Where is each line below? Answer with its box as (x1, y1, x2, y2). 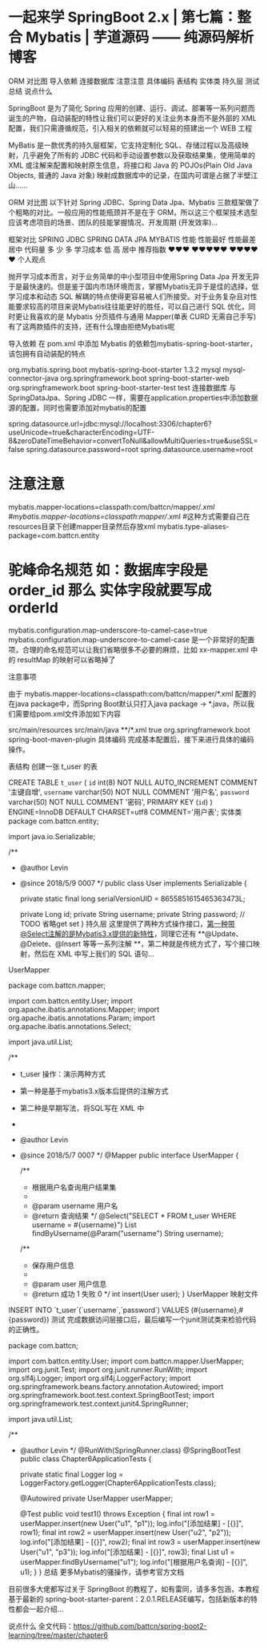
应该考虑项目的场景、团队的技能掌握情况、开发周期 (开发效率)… (8, 217, 218, 227)
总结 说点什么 (8, 86, 53, 95)
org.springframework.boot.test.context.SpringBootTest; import (8, 1390, 214, 1400)
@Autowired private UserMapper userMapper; (19, 1493, 174, 1503)
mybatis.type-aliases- (157, 521, 230, 531)
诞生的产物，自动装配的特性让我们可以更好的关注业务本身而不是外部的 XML (8, 113, 258, 123)
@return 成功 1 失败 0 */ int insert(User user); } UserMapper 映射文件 (31, 1289, 258, 1299)
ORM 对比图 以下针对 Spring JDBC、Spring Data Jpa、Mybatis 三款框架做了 (8, 197, 260, 207)
